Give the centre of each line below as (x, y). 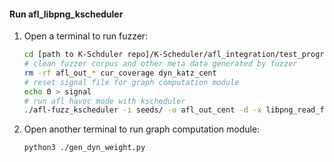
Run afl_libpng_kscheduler (66, 14)
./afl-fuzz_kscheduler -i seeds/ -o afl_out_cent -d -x (142, 110)
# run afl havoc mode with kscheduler (104, 101)
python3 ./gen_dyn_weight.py (84, 148)
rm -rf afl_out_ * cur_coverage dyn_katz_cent (120, 73)
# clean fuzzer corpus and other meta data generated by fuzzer (160, 64)
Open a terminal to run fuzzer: (86, 36)
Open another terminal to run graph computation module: (142, 129)
